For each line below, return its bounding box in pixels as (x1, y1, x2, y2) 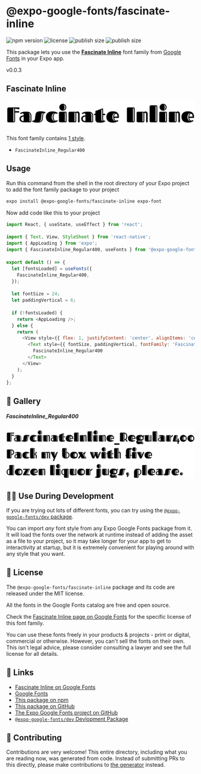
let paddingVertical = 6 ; (11, 297, 77, 303)
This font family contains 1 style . (6, 135, 86, 142)
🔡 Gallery (6, 396, 41, 406)
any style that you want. (6, 550, 66, 557)
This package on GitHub (14, 703, 75, 710)
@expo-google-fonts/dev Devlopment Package (14, 715, 129, 722)
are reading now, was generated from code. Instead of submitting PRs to (6, 755, 185, 762)
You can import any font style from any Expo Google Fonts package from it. (6, 525, 193, 532)
